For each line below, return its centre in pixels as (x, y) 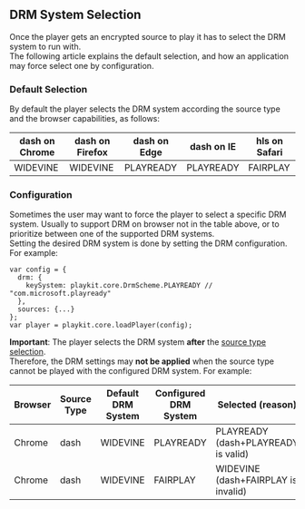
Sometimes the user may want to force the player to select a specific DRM (148, 215)
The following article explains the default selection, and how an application (149, 56)
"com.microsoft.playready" (60, 294)
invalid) (231, 492)
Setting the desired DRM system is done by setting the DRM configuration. (148, 243)
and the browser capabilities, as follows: (85, 119)
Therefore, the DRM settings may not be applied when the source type (142, 361)
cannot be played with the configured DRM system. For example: (131, 371)
